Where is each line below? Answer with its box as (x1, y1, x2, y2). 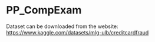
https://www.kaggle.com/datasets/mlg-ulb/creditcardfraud (6, 29, 149, 36)
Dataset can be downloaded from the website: (6, 23, 119, 30)
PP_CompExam (6, 3, 82, 17)
